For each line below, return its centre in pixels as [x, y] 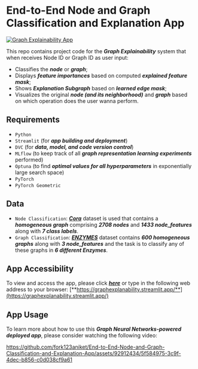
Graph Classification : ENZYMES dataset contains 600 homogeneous [102, 237]
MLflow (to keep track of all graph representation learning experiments [103, 153]
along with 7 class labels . [47, 231]
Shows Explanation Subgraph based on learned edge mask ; [91, 88]
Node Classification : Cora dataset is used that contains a [86, 218]
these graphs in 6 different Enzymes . [61, 250]
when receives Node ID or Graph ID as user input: [67, 57]
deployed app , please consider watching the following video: [82, 336]
